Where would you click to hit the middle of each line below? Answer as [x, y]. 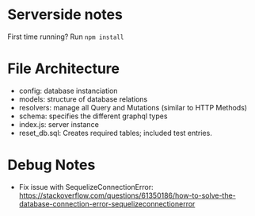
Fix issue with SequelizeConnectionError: [86, 187]
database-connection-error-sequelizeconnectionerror [107, 203]
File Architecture [64, 69]
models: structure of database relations [83, 99]
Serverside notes [65, 15]
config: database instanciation [68, 91]
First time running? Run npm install [66, 37]
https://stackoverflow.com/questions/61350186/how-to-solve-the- [127, 195]
